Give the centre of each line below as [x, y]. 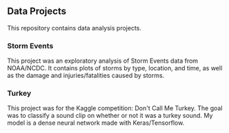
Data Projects [37, 11]
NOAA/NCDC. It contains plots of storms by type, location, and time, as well [115, 68]
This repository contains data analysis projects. [74, 28]
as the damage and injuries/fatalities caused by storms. [86, 76]
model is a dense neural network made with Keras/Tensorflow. [96, 123]
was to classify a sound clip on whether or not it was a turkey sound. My [110, 116]
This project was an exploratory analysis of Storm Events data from [103, 61]
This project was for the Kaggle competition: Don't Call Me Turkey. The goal [115, 108]
